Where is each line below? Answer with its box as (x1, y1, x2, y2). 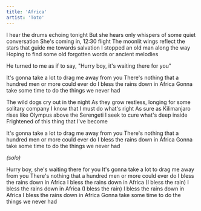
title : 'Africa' (6, 8, 47, 15)
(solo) (6, 154, 21, 161)
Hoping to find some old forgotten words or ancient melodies (6, 50, 159, 57)
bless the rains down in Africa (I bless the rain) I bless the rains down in (6, 185, 185, 192)
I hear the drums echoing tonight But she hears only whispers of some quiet (6, 31, 196, 38)
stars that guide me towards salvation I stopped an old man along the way (6, 44, 191, 51)
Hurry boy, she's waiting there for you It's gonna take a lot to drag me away (6, 166, 195, 173)
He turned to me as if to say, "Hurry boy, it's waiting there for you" (6, 62, 171, 70)
